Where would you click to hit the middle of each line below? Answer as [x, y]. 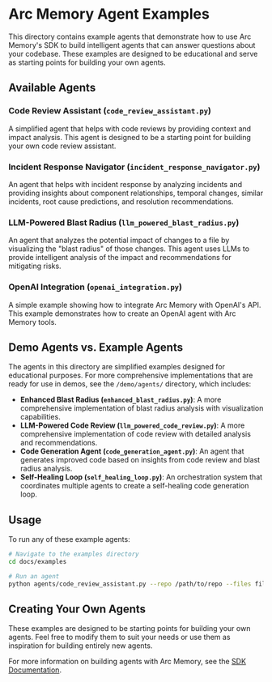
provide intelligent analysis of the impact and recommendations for [120, 258]
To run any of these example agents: [70, 539]
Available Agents [52, 88]
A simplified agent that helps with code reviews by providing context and [130, 128]
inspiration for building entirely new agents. [81, 646]
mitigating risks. [35, 266]
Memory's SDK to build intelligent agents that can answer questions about [132, 45]
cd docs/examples [38, 562]
